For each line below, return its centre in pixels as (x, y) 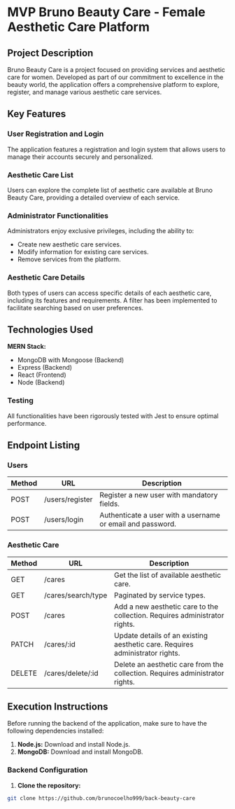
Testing (20, 401)
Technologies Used (50, 330)
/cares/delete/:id (72, 673)
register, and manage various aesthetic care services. (85, 92)
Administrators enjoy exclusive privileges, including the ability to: (101, 231)
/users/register (69, 499)
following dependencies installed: (56, 731)
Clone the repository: (49, 785)
